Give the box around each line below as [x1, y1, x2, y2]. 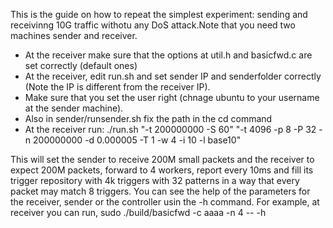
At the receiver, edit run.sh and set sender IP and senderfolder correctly [24, 70, 322, 82]
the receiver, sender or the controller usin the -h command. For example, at [10, 196, 320, 208]
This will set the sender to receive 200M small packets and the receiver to [10, 154, 315, 165]
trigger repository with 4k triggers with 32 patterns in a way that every [10, 175, 300, 186]
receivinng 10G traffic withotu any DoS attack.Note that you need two [10, 19, 296, 31]
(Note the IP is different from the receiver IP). [24, 81, 211, 93]
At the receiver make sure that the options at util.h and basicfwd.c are [24, 49, 313, 61]
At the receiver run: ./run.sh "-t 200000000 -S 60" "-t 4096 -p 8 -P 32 [24, 124, 317, 135]
